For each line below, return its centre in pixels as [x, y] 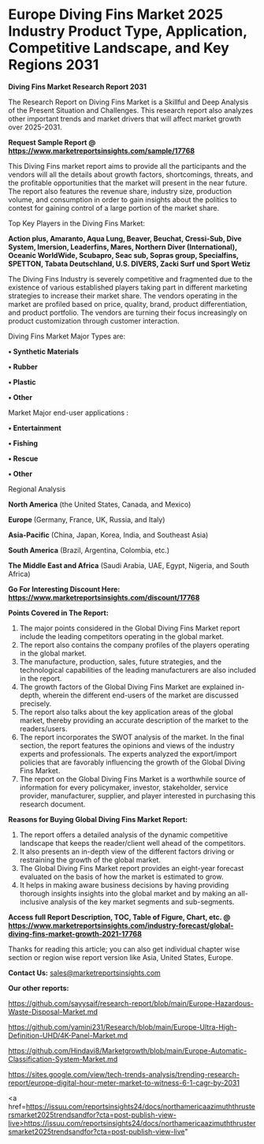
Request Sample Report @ [52, 142]
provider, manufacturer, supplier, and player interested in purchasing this [138, 795]
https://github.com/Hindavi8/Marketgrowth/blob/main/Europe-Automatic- [128, 1050]
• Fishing [23, 443]
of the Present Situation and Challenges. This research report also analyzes [131, 110]
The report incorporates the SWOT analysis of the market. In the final [132, 737]
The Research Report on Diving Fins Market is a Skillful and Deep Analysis [128, 102]
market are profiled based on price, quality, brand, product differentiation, [128, 304]
